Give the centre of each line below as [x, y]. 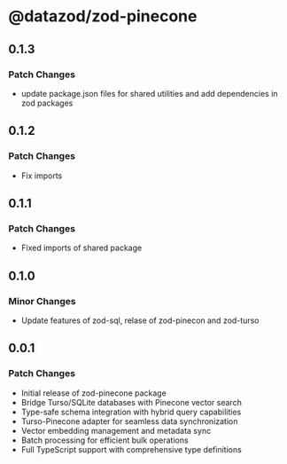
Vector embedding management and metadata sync [116, 430]
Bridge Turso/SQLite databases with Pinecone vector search [132, 402]
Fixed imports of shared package [81, 248]
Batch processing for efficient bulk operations [105, 440]
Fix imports [42, 176]
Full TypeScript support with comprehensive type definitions [132, 449]
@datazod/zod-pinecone [103, 16]
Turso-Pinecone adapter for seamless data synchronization [129, 421]
